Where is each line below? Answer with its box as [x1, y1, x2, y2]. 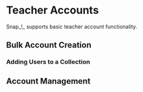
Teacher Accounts [6, 4, 99, 17]
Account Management [6, 76, 91, 86]
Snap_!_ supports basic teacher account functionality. [6, 23, 138, 30]
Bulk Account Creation [6, 40, 92, 50]
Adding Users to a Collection [6, 58, 90, 66]
